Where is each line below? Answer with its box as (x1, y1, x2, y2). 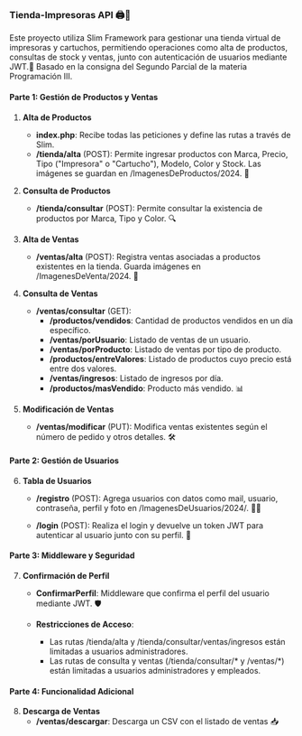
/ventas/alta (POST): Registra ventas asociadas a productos (35, 251, 261, 262)
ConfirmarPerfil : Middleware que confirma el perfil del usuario (35, 587, 270, 599)
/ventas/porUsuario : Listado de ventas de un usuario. (49, 334, 251, 345)
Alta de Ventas (22, 234, 79, 245)
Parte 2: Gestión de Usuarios (9, 455, 120, 466)
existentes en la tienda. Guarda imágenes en (35, 261, 201, 272)
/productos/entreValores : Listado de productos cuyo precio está (49, 353, 292, 364)
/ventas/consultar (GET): (35, 305, 133, 316)
